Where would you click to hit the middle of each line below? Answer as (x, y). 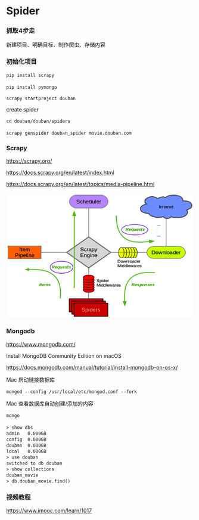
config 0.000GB (26, 439)
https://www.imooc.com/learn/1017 (49, 510)
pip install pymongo (32, 87)
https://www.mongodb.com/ (41, 344)
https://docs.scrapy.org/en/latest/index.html (60, 173)
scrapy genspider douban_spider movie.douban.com (69, 133)
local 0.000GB (26, 451)
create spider (23, 109)
